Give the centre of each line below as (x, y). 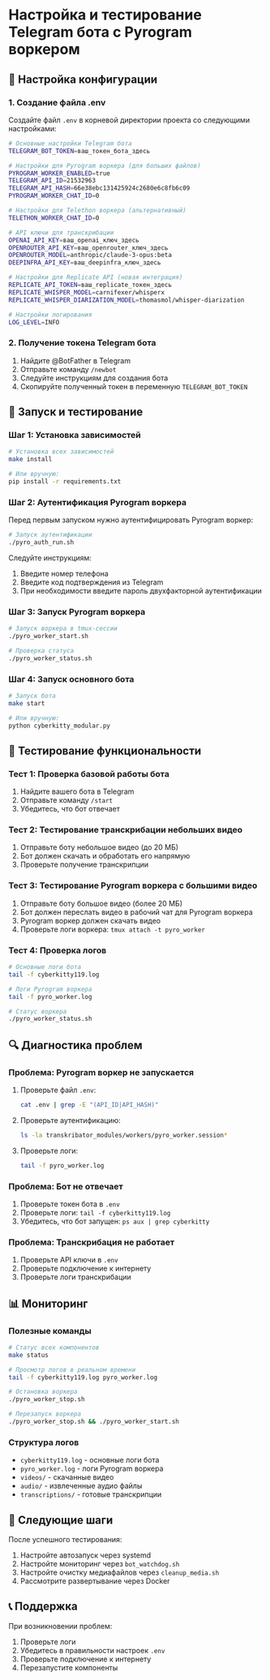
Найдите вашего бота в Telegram (77, 791)
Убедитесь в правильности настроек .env (92, 1650)
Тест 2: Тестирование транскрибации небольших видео (126, 830)
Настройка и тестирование (105, 15)
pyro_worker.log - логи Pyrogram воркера (92, 1468)
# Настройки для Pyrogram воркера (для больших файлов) (105, 165)
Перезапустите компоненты (69, 1667)
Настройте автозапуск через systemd (86, 1555)
